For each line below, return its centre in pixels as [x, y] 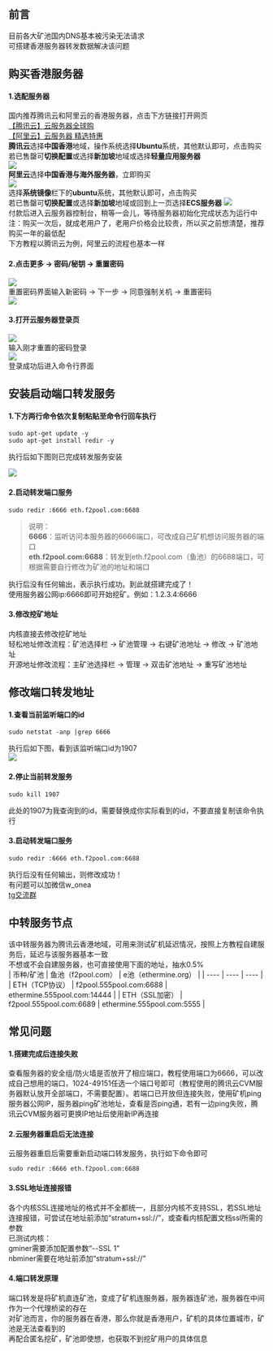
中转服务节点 [41, 923]
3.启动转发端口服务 [41, 841]
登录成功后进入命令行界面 [51, 366]
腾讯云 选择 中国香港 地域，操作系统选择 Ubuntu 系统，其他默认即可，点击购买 [135, 146]
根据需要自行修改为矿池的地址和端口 [89, 566]
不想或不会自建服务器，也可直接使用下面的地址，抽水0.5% [106, 964]
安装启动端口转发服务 [62, 394]
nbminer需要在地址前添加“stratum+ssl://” [77, 1258]
